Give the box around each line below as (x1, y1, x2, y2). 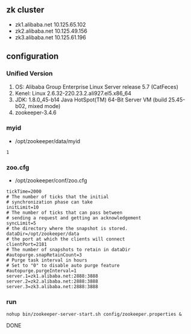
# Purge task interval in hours (6, 257, 87, 263)
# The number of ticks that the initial (6, 194, 110, 200)
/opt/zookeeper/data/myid (14, 137, 80, 144)
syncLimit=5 (6, 220, 36, 226)
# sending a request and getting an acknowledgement (6, 215, 142, 221)
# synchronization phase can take (6, 199, 93, 205)
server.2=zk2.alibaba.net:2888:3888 (6, 278, 98, 284)
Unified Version (6, 69, 53, 78)
